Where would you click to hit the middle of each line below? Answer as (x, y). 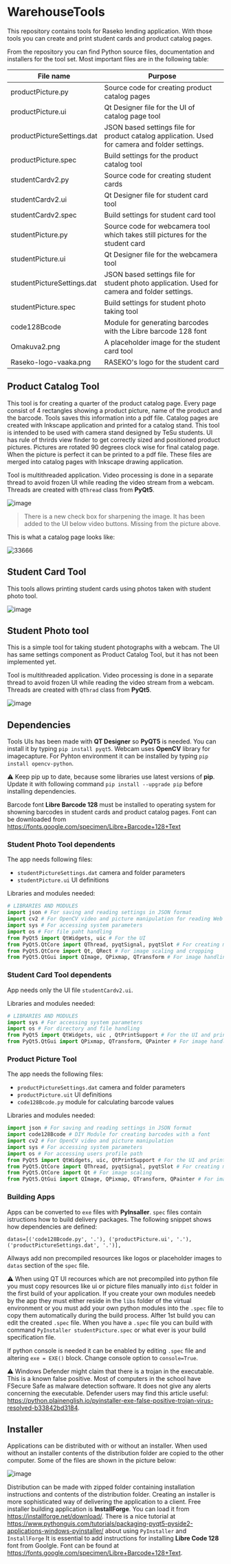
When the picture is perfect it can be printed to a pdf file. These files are (109, 454)
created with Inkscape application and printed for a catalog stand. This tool (113, 425)
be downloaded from (37, 819)
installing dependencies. (42, 792)
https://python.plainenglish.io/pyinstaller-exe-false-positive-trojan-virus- (110, 1400)
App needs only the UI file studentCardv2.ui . (70, 990)
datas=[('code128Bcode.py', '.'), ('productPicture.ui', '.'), (100, 1239)
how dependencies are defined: (52, 1227)
